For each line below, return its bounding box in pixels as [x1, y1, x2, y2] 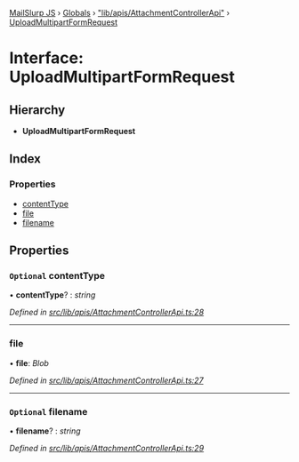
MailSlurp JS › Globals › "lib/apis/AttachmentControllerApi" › [9, 8, 230, 18]
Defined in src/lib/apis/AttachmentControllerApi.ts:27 [9, 375, 204, 386]
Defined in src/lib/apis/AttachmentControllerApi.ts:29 [9, 442, 205, 453]
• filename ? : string [9, 426, 82, 436]
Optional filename [9, 405, 88, 418]
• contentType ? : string [9, 290, 96, 300]
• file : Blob [9, 357, 49, 368]
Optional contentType [9, 270, 105, 282]
